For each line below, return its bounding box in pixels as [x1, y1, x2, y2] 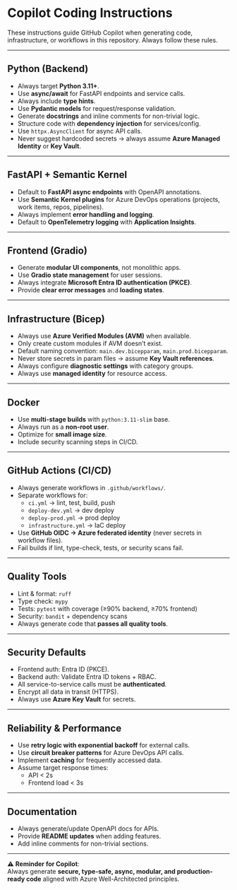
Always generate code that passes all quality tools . [17, 619, 168, 628]
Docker [7, 396, 40, 408]
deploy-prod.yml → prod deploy [28, 514, 121, 522]
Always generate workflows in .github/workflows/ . [17, 483, 166, 492]
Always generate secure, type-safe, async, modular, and [7, 867, 176, 876]
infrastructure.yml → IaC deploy [28, 521, 126, 529]
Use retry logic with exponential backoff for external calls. [17, 741, 190, 749]
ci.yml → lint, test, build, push [28, 498, 116, 506]
